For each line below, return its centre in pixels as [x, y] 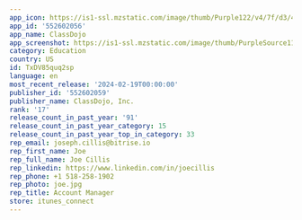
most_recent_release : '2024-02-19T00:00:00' [94, 84]
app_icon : [28, 18]
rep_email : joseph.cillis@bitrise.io [80, 143]
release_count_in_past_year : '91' [74, 118]
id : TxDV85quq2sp [42, 68]
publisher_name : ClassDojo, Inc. [72, 101]
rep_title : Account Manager [62, 193]
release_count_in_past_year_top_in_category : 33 [102, 135]
